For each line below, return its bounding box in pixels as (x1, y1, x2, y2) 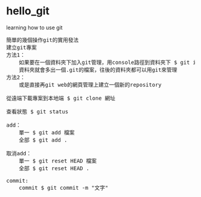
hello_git (6, 4, 50, 18)
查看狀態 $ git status (6, 108, 69, 115)
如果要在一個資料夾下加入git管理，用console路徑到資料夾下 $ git (19, 59, 190, 66)
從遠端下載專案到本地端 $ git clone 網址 (6, 94, 115, 101)
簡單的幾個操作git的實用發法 (6, 36, 79, 43)
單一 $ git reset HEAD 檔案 (19, 157, 97, 164)
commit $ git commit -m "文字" (19, 184, 109, 191)
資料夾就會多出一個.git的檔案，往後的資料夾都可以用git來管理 (19, 66, 178, 73)
